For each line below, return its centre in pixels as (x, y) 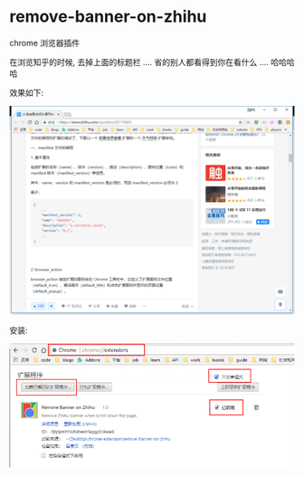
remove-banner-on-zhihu (108, 17)
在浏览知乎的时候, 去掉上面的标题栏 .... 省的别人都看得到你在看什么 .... (139, 62)
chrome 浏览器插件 (45, 43)
